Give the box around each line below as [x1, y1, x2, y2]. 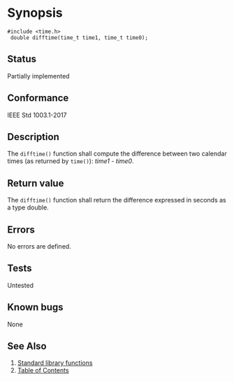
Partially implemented [7, 71, 70, 80]
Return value [7, 177, 64, 189]
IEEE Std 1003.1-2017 [7, 111, 68, 119]
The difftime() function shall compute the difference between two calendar [7, 149, 227, 158]
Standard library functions [17, 359, 93, 367]
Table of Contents [17, 366, 69, 375]
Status [7, 53, 37, 65]
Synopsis [7, 5, 63, 21]
